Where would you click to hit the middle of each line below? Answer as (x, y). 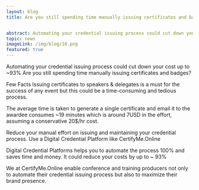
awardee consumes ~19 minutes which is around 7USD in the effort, (89, 115)
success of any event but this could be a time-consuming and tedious (91, 91)
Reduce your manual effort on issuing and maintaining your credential (91, 132)
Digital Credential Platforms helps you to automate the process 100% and (95, 150)
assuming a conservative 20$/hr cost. (52, 121)
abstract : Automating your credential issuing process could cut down (95, 33)
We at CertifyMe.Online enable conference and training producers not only (97, 168)
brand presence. (26, 181)
